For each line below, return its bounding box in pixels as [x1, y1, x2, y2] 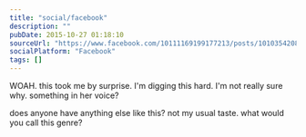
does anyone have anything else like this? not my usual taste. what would [9, 108, 285, 118]
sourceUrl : [9, 38, 51, 48]
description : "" [9, 22, 71, 31]
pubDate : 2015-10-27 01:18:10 [9, 30, 125, 39]
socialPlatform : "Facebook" [9, 47, 117, 56]
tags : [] [9, 55, 43, 64]
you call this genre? [9, 117, 83, 128]
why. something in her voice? [9, 90, 119, 101]
